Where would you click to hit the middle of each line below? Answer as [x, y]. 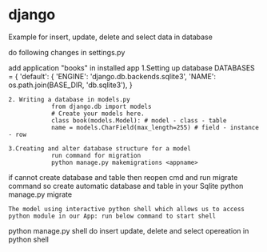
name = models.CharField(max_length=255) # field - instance [155, 127]
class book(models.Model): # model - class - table [139, 120]
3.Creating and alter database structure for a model [100, 148]
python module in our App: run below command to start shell [112, 216]
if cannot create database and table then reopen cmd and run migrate [123, 177]
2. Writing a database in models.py [69, 99]
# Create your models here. [98, 114]
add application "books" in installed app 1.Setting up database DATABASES [132, 68]
